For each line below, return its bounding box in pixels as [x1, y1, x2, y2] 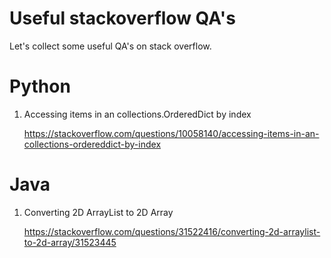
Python [9, 75, 71, 98]
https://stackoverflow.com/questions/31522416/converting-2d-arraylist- [23, 225, 321, 237]
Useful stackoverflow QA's [9, 7, 236, 30]
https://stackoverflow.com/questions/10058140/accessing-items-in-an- [23, 127, 320, 139]
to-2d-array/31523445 [23, 236, 117, 248]
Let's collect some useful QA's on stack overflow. [9, 40, 212, 52]
